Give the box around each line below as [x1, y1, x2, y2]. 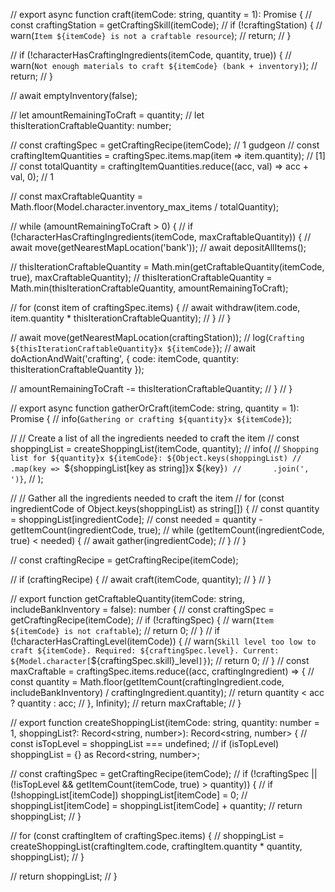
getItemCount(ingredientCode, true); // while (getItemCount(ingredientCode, [10, 524, 325, 536]
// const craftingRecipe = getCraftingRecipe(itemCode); [10, 554, 239, 566]
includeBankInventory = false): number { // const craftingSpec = [10, 604, 275, 615]
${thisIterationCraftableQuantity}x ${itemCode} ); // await [10, 342, 256, 354]
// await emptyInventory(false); [10, 90, 138, 101]
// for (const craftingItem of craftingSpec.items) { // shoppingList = [10, 830, 285, 841]
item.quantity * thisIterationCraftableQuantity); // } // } [10, 312, 232, 324]
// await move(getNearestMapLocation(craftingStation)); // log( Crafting [10, 332, 305, 343]
